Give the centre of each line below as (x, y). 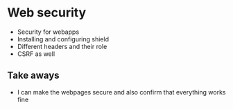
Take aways (34, 76)
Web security (47, 13)
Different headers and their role (62, 46)
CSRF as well (36, 54)
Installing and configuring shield (63, 39)
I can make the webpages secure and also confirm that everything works (121, 92)
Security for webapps (48, 32)
